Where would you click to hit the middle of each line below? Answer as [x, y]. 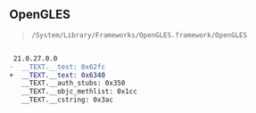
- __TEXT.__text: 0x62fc [57, 67]
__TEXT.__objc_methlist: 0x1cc [79, 92]
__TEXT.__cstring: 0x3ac [67, 100]
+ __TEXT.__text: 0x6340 [57, 75]
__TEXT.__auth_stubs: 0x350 [73, 84]
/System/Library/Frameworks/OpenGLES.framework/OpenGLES [139, 35]
